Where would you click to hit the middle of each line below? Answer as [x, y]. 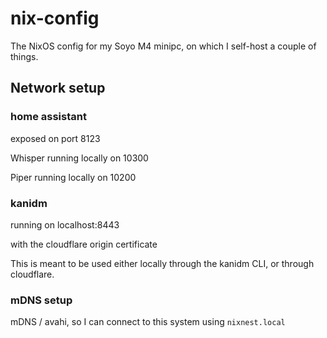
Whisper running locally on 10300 [79, 158]
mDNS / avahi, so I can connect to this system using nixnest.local [148, 322]
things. [24, 56]
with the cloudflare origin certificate [84, 244]
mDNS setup [41, 300]
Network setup [58, 88]
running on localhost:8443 [65, 224]
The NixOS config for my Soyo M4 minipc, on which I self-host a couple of [163, 46]
